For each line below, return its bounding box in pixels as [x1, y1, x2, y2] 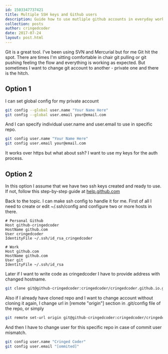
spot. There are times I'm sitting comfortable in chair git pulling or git [5, 54, 146, 60]
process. [5, 155, 23, 161]
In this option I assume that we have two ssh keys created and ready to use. [5, 183, 161, 189]
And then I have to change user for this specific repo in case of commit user [5, 324, 162, 330]
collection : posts [5, 21, 43, 26]
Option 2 [5, 169, 32, 178]
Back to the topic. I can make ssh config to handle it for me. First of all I [5, 198, 152, 204]
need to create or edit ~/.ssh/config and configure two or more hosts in [5, 203, 152, 209]
